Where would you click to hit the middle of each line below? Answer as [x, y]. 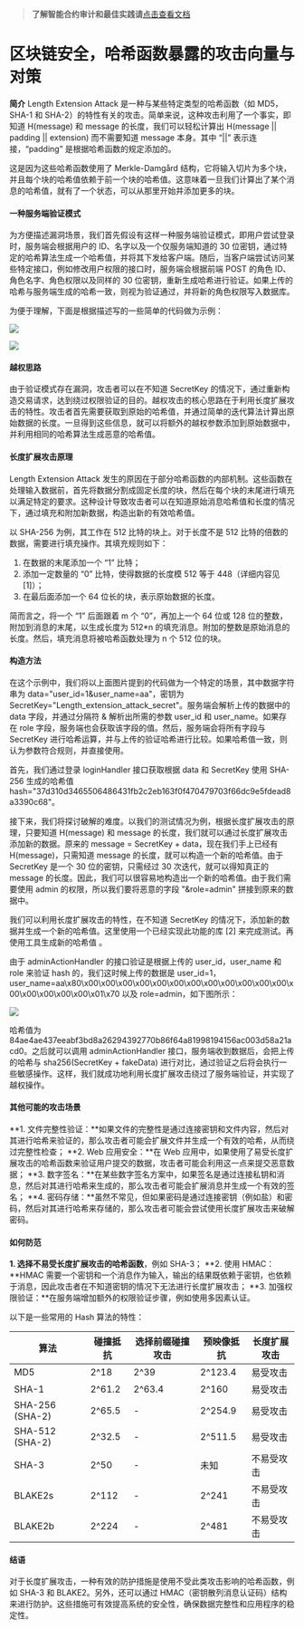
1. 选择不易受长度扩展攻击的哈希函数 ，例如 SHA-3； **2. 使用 [125, 1264]
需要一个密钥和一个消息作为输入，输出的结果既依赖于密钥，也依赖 [169, 1275]
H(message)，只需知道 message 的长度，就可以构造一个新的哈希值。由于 [146, 855]
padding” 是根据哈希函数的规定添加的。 [102, 149]
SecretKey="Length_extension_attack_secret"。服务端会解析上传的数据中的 [150, 704]
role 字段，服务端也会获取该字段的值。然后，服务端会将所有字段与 [142, 727]
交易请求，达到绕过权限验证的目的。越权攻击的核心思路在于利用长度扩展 [152, 400]
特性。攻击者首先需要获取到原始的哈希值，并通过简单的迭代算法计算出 [156, 412]
